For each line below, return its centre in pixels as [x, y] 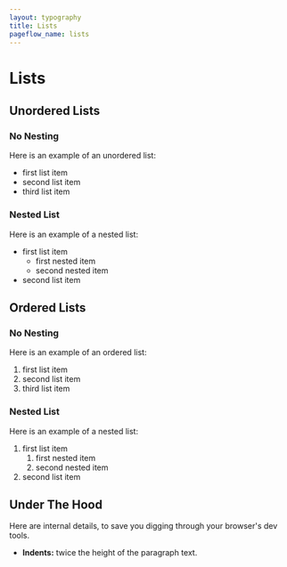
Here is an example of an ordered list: [78, 352]
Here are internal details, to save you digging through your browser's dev [143, 526]
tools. [20, 536]
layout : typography [45, 17]
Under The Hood [56, 504]
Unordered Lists [55, 111]
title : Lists [33, 26]
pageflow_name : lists [49, 34]
